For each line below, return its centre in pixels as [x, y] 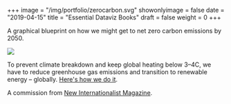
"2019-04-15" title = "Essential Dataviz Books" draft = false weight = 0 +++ [114, 17]
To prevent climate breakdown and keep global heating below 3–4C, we [109, 64]
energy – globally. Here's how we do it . [63, 79]
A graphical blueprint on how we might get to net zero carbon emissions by [114, 31]
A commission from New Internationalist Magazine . [80, 93]
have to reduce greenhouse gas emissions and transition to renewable [107, 72]
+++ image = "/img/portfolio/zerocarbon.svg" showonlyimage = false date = [116, 10]
